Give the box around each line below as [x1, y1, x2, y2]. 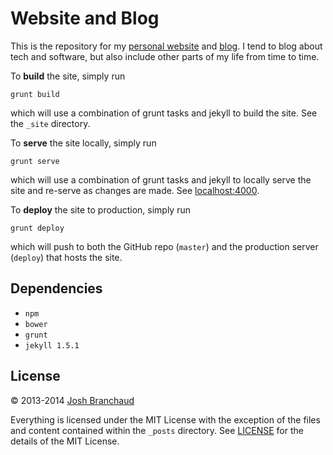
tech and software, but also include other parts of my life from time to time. [10, 50, 320, 62]
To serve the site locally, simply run [10, 137, 157, 149]
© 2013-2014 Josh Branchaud [10, 394, 135, 406]
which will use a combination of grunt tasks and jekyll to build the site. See [10, 107, 318, 119]
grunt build [10, 89, 60, 99]
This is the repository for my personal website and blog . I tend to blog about [10, 40, 323, 52]
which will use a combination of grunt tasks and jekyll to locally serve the [10, 173, 312, 186]
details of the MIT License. [10, 435, 120, 447]
